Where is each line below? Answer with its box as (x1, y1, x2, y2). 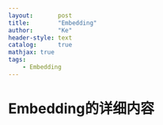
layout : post (8, 11, 73, 20)
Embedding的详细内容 (8, 100, 154, 117)
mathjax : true (8, 48, 55, 56)
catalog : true (8, 41, 73, 49)
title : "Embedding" (8, 19, 97, 27)
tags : (8, 56, 26, 64)
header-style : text (8, 33, 73, 42)
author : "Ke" (8, 26, 73, 34)
